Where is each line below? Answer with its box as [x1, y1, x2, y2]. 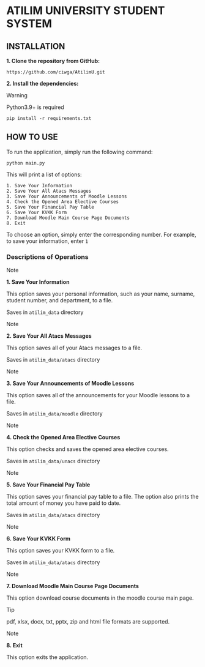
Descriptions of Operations [6, 252, 89, 261]
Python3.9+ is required [6, 103, 64, 111]
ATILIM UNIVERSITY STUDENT [6, 4, 165, 18]
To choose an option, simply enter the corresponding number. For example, [6, 231, 197, 238]
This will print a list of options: [6, 171, 82, 178]
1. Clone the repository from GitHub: [6, 58, 100, 64]
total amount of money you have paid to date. [6, 499, 121, 507]
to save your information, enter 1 [6, 237, 89, 245]
